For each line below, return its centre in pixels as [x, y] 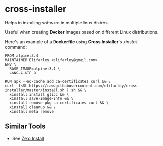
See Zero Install [28, 138]
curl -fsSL [16, 86]
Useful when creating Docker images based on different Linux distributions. [82, 32]
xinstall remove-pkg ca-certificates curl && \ [59, 103]
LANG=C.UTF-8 [23, 73]
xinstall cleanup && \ [33, 107]
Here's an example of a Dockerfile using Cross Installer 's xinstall [71, 41]
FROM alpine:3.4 [22, 56]
